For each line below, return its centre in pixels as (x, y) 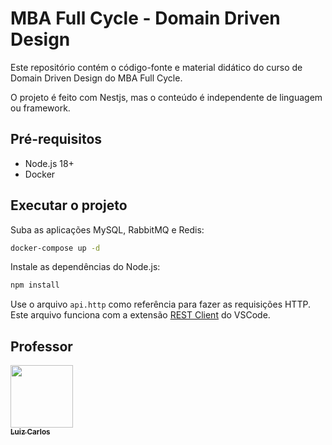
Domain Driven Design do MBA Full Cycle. (96, 78)
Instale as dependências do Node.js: (85, 267)
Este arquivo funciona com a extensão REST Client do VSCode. (140, 315)
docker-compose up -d (55, 248)
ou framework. (40, 108)
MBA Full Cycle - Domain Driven (145, 18)
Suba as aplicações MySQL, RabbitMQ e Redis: (107, 229)
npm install (35, 285)
